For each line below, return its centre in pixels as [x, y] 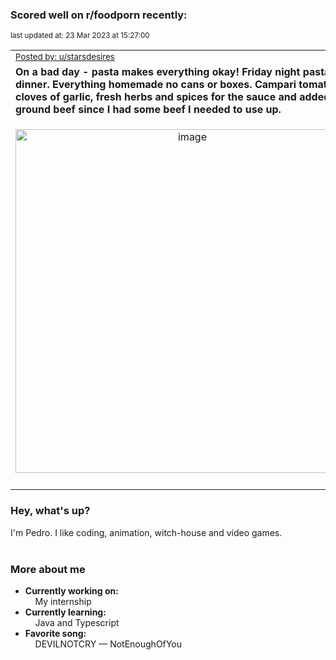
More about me [48, 569]
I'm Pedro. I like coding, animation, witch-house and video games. [146, 532]
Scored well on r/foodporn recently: [99, 15]
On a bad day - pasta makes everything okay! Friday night [158, 72]
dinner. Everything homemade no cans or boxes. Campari [156, 85]
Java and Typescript [77, 622]
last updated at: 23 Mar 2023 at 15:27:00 [80, 36]
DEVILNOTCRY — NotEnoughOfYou [108, 644]
